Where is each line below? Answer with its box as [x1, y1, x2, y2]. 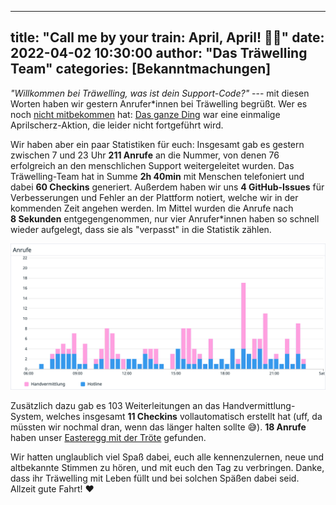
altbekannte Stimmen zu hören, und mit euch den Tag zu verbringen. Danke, [10, 461, 325, 473]
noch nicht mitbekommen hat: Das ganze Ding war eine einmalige [10, 108, 281, 120]
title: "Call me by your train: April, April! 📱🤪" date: [10, 29, 325, 46]
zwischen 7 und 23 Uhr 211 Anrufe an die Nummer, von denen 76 [10, 149, 280, 161]
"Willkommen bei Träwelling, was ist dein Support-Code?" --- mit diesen [10, 87, 310, 99]
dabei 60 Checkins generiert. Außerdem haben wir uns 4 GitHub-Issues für [10, 181, 325, 193]
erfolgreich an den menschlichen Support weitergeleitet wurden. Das [10, 159, 295, 171]
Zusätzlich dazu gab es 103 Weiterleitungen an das [10, 399, 221, 411]
